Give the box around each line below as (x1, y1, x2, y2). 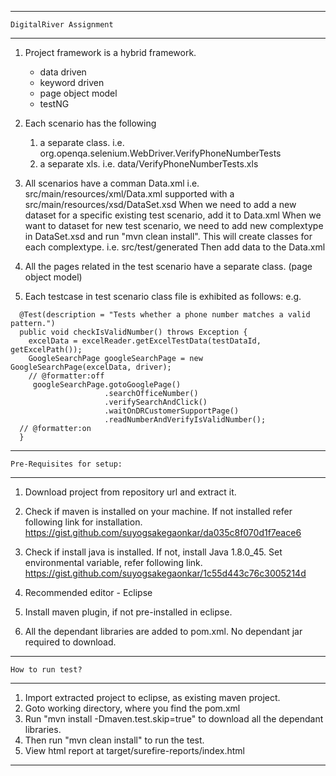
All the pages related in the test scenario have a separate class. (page (24, 261, 313, 272)
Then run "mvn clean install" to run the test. (24, 734, 205, 746)
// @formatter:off (28, 371, 105, 381)
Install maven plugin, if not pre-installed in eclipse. (24, 606, 233, 618)
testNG (39, 98, 70, 110)
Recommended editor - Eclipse (24, 587, 153, 598)
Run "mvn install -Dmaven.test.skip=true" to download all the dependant (24, 713, 324, 725)
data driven (39, 66, 87, 78)
